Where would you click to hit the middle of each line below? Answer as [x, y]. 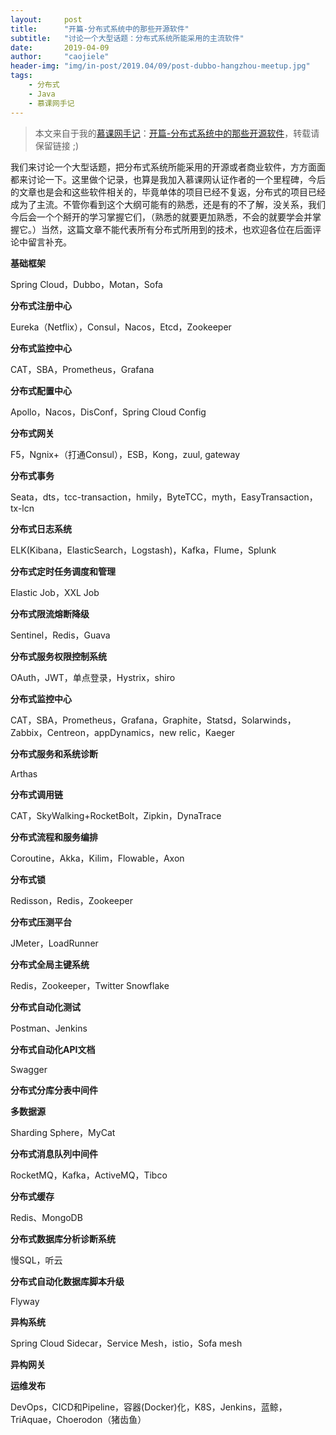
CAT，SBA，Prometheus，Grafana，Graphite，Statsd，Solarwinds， [153, 720]
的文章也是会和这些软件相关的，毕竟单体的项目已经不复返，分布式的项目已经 [168, 192]
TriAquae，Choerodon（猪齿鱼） [78, 1419]
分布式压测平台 [41, 922]
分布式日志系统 [41, 528]
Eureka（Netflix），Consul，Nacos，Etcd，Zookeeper [121, 327]
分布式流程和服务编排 [54, 837]
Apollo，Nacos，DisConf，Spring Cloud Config [108, 412]
